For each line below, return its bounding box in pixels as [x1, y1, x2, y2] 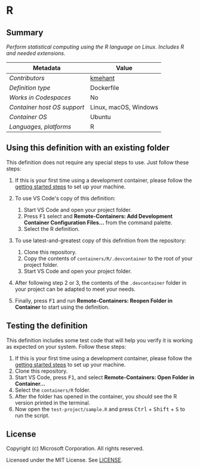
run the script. [14, 412, 50, 419]
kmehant [90, 74, 115, 82]
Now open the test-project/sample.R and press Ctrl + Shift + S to [14, 405, 185, 413]
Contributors [9, 74, 45, 82]
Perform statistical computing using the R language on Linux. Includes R [6, 43, 184, 50]
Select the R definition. [23, 225, 80, 232]
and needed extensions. [6, 50, 66, 57]
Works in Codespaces [9, 93, 72, 102]
